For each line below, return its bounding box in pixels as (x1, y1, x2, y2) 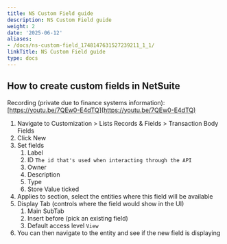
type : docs (7, 55, 38, 62)
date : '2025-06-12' (7, 29, 63, 36)
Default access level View (27, 221, 99, 230)
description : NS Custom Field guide (7, 16, 112, 23)
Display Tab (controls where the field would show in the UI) (16, 199, 184, 208)
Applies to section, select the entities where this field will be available (16, 192, 213, 200)
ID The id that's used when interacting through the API (27, 155, 192, 164)
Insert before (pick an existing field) (27, 214, 128, 222)
